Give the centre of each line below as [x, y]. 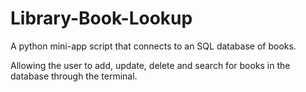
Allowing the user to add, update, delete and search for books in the [150, 65]
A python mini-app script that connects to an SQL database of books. [153, 46]
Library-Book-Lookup [101, 18]
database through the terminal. [74, 76]
